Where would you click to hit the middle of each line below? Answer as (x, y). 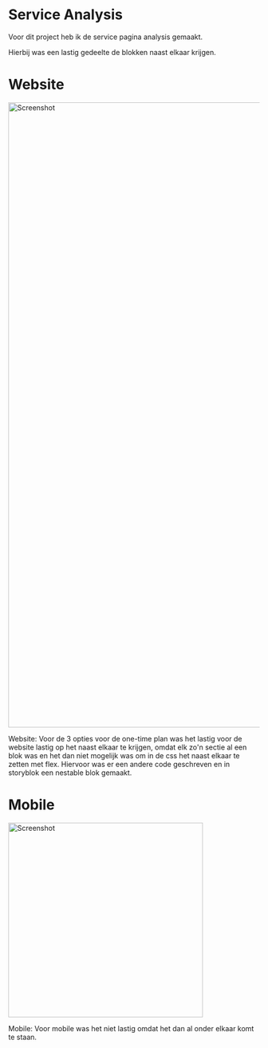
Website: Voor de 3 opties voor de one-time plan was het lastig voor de (125, 738)
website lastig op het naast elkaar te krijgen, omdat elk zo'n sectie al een (128, 747)
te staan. (23, 1037)
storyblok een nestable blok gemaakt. (70, 773)
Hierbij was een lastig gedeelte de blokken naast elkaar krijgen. (112, 52)
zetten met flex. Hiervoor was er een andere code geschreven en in (119, 764)
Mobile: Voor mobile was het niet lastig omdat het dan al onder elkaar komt (131, 1028)
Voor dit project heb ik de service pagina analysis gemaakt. (106, 37)
